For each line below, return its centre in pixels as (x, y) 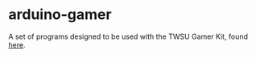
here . (17, 44)
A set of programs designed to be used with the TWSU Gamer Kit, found (128, 36)
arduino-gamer (60, 15)
